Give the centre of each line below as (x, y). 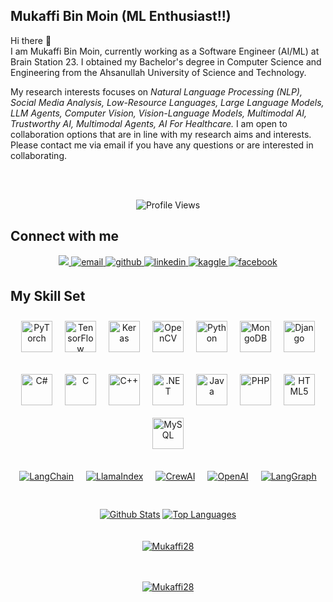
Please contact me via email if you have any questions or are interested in (162, 145)
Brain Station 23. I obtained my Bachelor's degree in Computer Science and (166, 61)
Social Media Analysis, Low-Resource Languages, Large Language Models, (167, 102)
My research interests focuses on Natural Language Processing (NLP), (156, 91)
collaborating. (38, 155)
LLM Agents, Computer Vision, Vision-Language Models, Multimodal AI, (159, 113)
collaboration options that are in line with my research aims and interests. (161, 134)
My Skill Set (48, 296)
